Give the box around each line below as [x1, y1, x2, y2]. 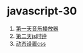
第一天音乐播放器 [15, 25, 59, 32]
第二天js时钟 [15, 32, 47, 40]
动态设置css [15, 40, 46, 47]
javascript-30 [7, 4, 78, 18]
